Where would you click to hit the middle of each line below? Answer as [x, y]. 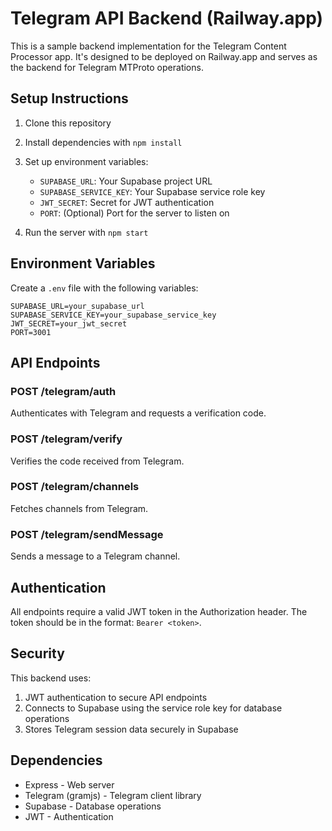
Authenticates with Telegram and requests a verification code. [138, 413]
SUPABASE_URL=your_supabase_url [77, 306]
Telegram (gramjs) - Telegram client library [113, 795]
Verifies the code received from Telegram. [97, 461]
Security [37, 653]
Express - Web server [69, 784]
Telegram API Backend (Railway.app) [167, 18]
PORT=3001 [31, 332]
